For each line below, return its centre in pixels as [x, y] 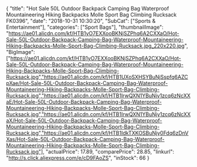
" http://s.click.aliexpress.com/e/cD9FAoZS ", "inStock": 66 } [78, 158]
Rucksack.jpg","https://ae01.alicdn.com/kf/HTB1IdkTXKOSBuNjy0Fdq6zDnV [97, 133]
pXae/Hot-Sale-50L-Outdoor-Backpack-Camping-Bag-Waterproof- [87, 83]
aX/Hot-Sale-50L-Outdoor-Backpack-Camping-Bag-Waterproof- [84, 120]
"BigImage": [21, 52]
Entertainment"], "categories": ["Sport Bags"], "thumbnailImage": [85, 27]
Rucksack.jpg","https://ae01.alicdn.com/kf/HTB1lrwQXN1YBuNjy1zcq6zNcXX [98, 96]
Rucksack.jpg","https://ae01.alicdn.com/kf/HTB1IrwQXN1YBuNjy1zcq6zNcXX [98, 114]
